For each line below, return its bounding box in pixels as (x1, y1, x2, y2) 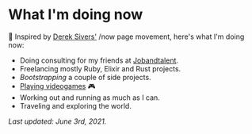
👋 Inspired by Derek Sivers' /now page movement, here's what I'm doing (8, 32, 245, 41)
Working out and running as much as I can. (19, 93, 160, 102)
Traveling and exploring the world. (19, 101, 132, 110)
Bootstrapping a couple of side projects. (19, 72, 152, 82)
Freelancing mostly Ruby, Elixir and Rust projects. (19, 63, 181, 73)
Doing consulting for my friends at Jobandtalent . (19, 56, 179, 65)
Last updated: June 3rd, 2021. (8, 117, 107, 126)
